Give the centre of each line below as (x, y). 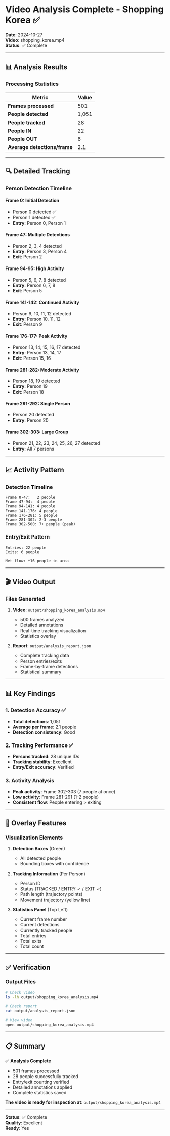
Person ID (30, 884)
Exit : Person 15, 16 (32, 358)
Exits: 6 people (22, 552)
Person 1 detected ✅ (34, 218)
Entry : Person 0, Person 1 (39, 223)
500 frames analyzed (42, 620)
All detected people (40, 858)
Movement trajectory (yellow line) (55, 900)
